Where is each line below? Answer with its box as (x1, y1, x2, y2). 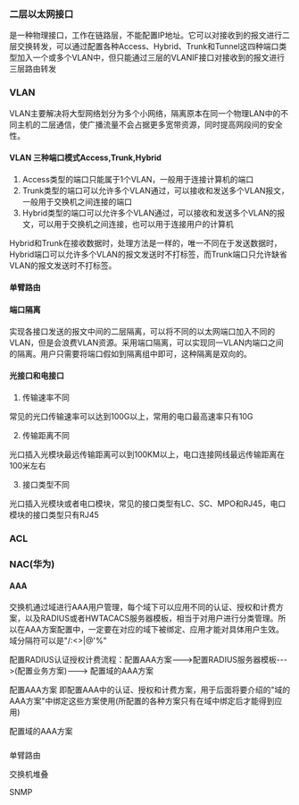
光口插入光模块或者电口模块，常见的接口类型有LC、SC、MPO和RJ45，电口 (9, 498, 287, 509)
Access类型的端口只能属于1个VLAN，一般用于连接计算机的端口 (21, 174, 254, 184)
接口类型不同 (21, 479, 70, 489)
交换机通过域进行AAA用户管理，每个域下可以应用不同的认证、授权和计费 (9, 601, 277, 612)
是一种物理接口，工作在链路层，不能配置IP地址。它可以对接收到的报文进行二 (9, 30, 290, 41)
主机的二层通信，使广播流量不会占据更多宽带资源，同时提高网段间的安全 (16, 119, 283, 130)
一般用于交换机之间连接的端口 (21, 196, 132, 207)
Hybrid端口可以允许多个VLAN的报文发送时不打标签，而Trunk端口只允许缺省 (9, 249, 287, 259)
